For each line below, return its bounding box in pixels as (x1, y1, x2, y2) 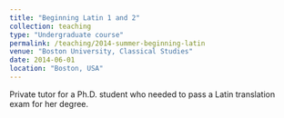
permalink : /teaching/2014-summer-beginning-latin (9, 38, 206, 48)
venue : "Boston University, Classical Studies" (9, 47, 194, 56)
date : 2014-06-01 (9, 55, 76, 64)
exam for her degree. (9, 98, 89, 109)
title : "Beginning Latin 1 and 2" (9, 13, 141, 23)
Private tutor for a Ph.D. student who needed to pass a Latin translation (9, 88, 276, 100)
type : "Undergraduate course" (9, 30, 125, 39)
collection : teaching (9, 22, 92, 31)
